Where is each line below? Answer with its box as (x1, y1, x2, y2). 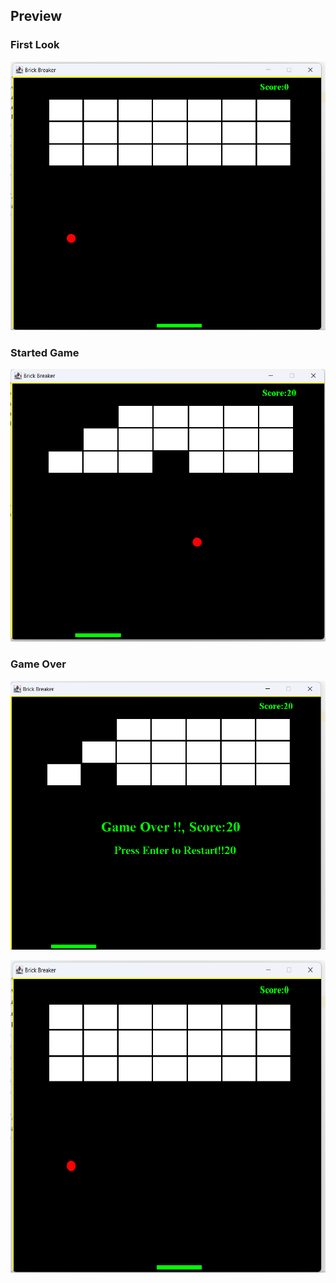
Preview (10, 8, 63, 25)
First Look (10, 38, 60, 52)
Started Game (10, 345, 80, 359)
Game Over (10, 657, 67, 671)
